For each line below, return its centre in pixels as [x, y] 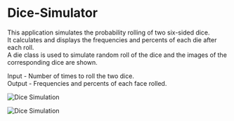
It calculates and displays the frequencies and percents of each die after [112, 39]
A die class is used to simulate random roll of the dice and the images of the [117, 55]
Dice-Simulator [53, 13]
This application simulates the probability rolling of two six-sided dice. [109, 32]
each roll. [21, 47]
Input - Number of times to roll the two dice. [71, 76]
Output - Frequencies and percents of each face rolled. [87, 83]
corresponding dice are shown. [53, 62]
